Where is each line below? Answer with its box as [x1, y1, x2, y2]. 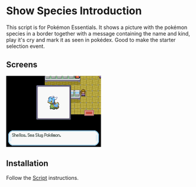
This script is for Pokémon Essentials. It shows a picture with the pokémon [6, 24, 188, 31]
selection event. [6, 43, 46, 50]
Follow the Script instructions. [6, 174, 79, 181]
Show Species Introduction [6, 4, 142, 18]
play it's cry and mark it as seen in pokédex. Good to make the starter [6, 36, 176, 43]
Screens [6, 60, 37, 70]
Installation [6, 159, 49, 169]
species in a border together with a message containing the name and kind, [6, 30, 191, 37]
